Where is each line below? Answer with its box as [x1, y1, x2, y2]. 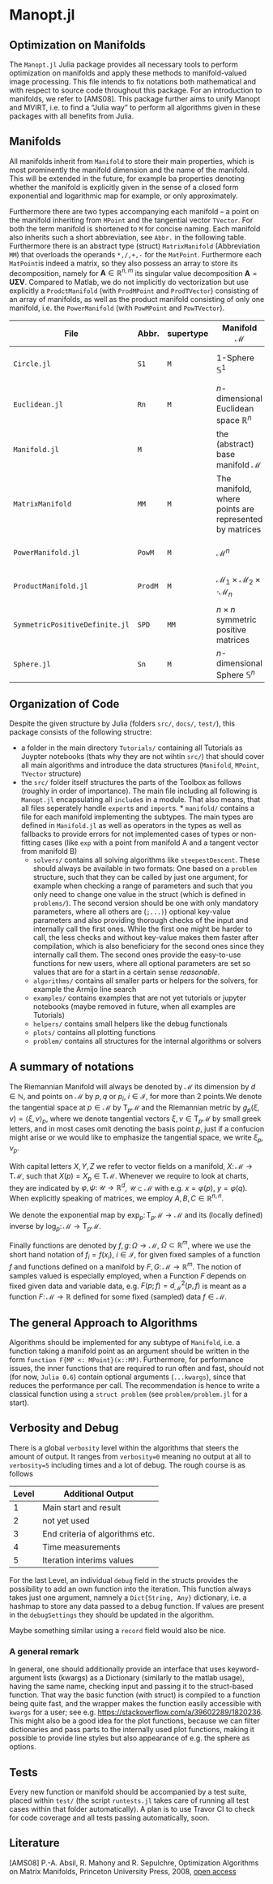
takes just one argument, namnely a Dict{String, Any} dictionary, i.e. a [9, 1593, 247, 1602]
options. [9, 1742, 37, 1752]
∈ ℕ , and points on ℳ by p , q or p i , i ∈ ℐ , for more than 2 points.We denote [9, 1091, 262, 1103]
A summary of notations [9, 1059, 134, 1073]
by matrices [215, 524, 262, 535]
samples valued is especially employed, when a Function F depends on [9, 1270, 247, 1280]
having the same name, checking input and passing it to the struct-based [9, 1682, 254, 1692]
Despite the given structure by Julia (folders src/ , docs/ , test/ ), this [9, 718, 236, 728]
